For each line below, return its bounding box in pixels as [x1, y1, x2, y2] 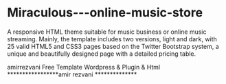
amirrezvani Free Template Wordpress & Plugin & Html [7, 63, 161, 71]
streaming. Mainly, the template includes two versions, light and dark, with [7, 34, 218, 43]
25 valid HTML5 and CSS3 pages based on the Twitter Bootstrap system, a [7, 42, 219, 50]
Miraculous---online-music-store [7, 5, 203, 21]
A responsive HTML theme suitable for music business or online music [7, 28, 207, 36]
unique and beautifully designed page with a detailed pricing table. [7, 50, 196, 58]
